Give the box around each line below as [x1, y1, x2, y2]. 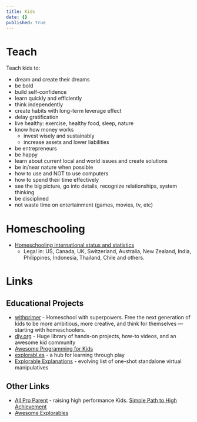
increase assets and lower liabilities [23, 139, 110, 146]
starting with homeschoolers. [14, 326, 86, 333]
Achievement [14, 403, 47, 410]
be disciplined [14, 195, 49, 202]
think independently [14, 101, 64, 108]
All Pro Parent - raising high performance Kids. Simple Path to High [14, 397, 178, 404]
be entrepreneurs [14, 145, 57, 152]
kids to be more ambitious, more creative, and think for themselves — [14, 320, 183, 328]
